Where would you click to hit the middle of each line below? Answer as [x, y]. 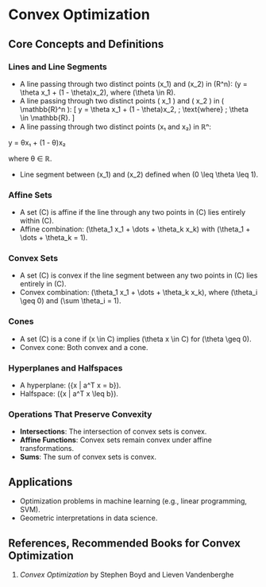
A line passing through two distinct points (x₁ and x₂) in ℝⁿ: [116, 126]
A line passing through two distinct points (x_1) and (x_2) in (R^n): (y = [133, 84]
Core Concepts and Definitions [86, 44]
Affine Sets [31, 195]
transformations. [47, 449]
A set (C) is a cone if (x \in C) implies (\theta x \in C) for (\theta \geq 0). [135, 339]
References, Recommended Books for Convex [124, 543]
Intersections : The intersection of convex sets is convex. [113, 432]
